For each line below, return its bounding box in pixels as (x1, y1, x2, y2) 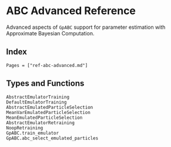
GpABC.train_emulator (6, 130, 59, 136)
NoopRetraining (6, 125, 43, 131)
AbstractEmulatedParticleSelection (6, 104, 93, 110)
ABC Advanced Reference (6, 4, 136, 18)
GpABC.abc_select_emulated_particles (6, 135, 99, 141)
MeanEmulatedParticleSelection (6, 115, 83, 121)
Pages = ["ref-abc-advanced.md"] (6, 62, 88, 68)
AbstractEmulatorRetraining (6, 119, 75, 126)
